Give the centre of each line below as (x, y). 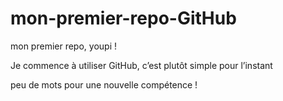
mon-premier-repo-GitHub (123, 18)
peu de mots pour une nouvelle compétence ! (104, 84)
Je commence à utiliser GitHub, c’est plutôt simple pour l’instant (141, 65)
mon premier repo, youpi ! (63, 46)
